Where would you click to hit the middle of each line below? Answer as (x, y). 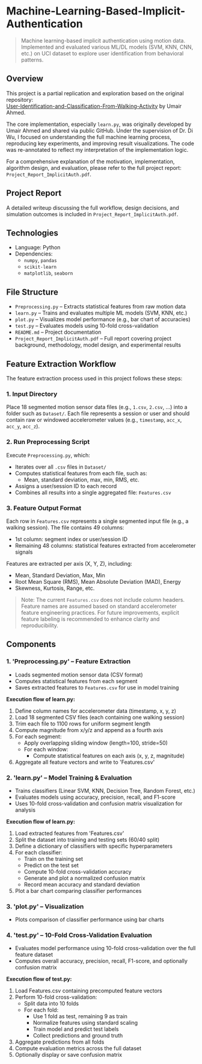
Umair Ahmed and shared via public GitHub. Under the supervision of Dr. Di (100, 130)
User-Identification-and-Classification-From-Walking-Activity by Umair (94, 106)
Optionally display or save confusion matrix (69, 1055)
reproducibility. (40, 625)
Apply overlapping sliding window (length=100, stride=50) (96, 743)
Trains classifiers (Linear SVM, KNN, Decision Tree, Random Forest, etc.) (105, 790)
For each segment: (38, 736)
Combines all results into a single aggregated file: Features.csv (93, 492)
